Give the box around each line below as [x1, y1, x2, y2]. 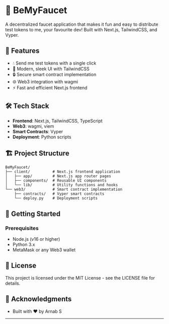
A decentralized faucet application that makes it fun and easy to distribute [5, 21, 158, 27]
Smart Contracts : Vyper [12, 128, 63, 134]
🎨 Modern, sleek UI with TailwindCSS [12, 66, 90, 72]
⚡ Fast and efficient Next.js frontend [12, 84, 88, 90]
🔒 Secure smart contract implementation [12, 71, 97, 77]
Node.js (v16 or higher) [12, 236, 60, 242]
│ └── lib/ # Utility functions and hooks [5, 183, 118, 188]
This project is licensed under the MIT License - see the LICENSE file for [5, 275, 155, 281]
